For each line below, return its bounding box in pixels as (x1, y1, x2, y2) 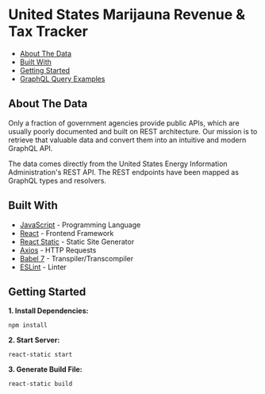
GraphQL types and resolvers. (8, 176, 107, 185)
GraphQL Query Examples (19, 74, 106, 83)
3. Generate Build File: (8, 365, 83, 374)
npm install (8, 322, 48, 330)
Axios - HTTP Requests (19, 245, 97, 255)
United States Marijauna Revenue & (8, 6, 246, 24)
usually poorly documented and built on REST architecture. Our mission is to (8, 126, 258, 136)
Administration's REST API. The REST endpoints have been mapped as (8, 167, 240, 176)
